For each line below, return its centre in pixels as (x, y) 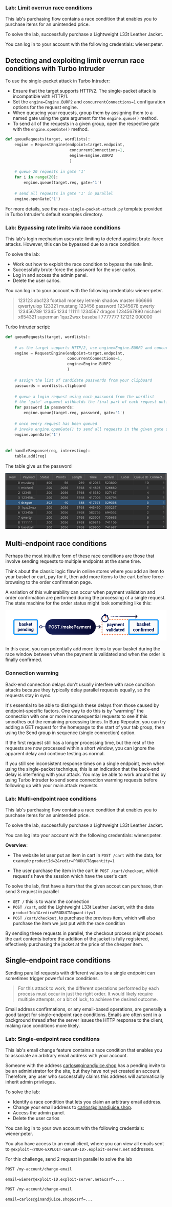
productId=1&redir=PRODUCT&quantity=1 (54, 913)
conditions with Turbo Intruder (55, 68)
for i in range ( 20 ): (36, 177)
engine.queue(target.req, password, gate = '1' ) (74, 413)
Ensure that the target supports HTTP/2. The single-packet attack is (84, 91)
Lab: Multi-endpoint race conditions (51, 798)
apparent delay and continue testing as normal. (55, 753)
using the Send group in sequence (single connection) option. (70, 733)
